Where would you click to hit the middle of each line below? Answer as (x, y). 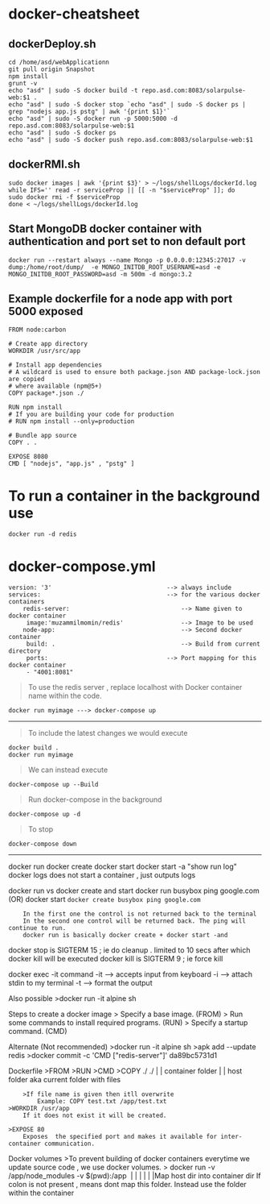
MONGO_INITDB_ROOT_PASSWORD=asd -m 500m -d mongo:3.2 (100, 274)
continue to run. (37, 928)
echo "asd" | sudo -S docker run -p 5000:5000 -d (93, 118)
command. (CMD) (38, 1032)
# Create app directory (48, 344)
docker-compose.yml (82, 566)
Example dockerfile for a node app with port (121, 299)
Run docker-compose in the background (95, 799)
